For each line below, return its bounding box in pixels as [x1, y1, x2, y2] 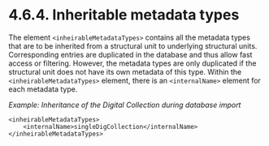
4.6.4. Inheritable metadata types [8, 6, 240, 24]
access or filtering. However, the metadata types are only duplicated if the [8, 58, 257, 68]
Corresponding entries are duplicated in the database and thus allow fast [8, 49, 253, 59]
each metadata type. [8, 84, 78, 94]
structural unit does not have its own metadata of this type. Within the [8, 67, 242, 76]
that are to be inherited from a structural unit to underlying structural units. [8, 41, 258, 50]
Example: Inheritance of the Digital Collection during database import [8, 100, 241, 109]
